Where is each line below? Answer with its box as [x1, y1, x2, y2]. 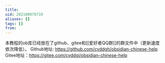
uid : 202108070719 [5, 12, 43, 17]
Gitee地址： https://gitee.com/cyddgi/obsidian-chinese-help [5, 53, 128, 59]
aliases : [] [5, 16, 30, 21]
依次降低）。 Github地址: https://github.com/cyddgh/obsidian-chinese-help [5, 46, 158, 52]
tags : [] [5, 21, 23, 26]
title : [5, 7, 19, 12]
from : [5, 26, 16, 31]
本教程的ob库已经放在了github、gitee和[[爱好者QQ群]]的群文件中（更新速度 [5, 40, 160, 46]
